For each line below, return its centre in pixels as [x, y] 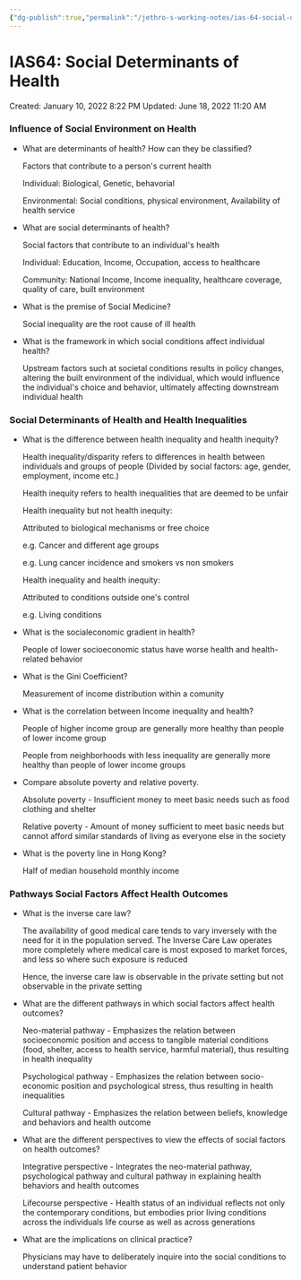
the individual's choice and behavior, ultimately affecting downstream [150, 387]
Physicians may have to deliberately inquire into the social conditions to [154, 1257]
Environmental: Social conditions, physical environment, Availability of [151, 200]
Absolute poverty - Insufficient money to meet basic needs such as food [155, 800]
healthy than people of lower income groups [104, 765]
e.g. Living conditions [62, 615]
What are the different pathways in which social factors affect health [148, 1004]
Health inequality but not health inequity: [97, 511]
